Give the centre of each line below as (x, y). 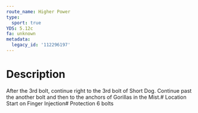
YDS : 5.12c (20, 28)
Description (36, 74)
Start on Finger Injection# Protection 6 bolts (60, 103)
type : (13, 17)
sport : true (27, 23)
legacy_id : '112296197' (41, 45)
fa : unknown (21, 34)
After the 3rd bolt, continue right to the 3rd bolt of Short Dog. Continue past (99, 90)
